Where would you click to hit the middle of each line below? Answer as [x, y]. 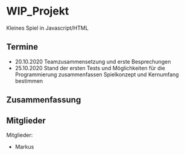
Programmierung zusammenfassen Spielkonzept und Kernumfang [97, 74]
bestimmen [29, 81]
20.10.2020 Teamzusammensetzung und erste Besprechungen [93, 61]
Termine [22, 47]
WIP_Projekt [38, 11]
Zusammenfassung [44, 100]
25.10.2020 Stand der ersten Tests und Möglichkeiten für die [90, 68]
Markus [24, 147]
